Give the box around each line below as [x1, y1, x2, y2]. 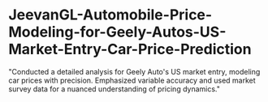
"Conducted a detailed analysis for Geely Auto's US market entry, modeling [8, 66, 261, 76]
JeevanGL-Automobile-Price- [8, 6, 213, 24]
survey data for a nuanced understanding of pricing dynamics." [8, 83, 221, 94]
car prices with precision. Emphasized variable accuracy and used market [8, 75, 256, 85]
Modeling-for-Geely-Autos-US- [8, 23, 227, 41]
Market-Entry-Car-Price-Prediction [8, 40, 252, 58]
